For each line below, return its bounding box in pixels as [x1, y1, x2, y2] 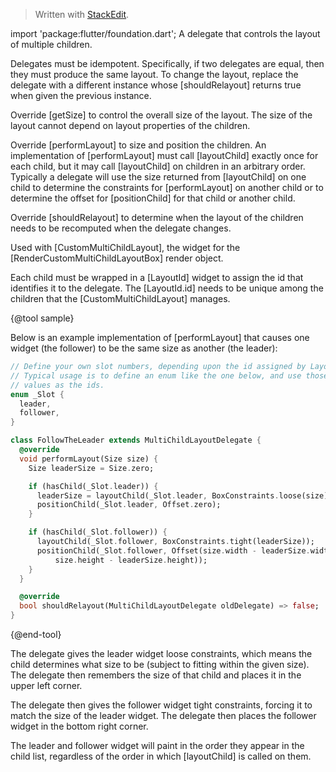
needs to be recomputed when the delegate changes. [10, 222, 232, 234]
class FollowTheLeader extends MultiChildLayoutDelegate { [10, 435, 262, 446]
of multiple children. [10, 39, 93, 50]
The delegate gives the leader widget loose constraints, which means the [10, 648, 313, 659]
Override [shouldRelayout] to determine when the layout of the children [10, 212, 304, 223]
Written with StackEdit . [34, 9, 130, 20]
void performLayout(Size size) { [19, 454, 159, 464]
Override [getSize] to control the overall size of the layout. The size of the [10, 109, 313, 121]
